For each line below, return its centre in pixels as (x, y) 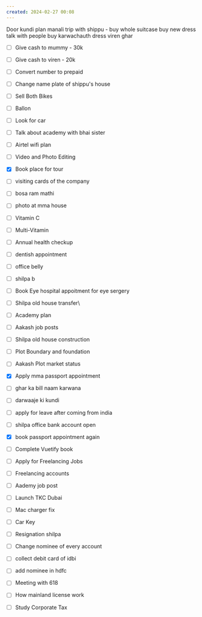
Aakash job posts (37, 327)
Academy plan (33, 315)
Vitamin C (27, 218)
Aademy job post (36, 485)
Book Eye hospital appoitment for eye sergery (72, 291)
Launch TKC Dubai (39, 497)
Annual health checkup (44, 242)
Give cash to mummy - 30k (49, 47)
